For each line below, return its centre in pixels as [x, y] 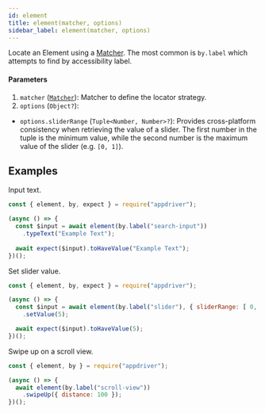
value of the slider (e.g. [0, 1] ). [71, 146]
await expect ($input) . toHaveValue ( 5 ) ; [80, 329]
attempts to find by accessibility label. [70, 61]
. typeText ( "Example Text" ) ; [69, 234]
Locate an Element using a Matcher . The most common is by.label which [128, 53]
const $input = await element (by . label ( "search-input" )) [111, 227]
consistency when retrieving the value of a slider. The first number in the [138, 129]
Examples [33, 171]
